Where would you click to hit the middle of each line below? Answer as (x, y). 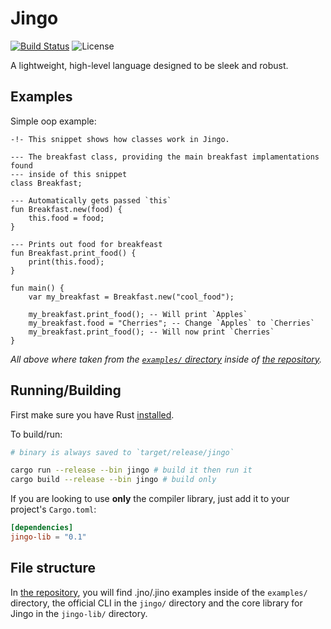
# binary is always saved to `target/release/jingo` (122, 452)
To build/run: (36, 434)
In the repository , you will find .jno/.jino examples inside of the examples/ (159, 592)
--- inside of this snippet (69, 174)
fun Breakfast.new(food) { (66, 209)
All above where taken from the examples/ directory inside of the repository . (166, 359)
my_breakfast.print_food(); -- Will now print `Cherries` (151, 332)
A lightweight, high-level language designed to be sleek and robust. (149, 65)
